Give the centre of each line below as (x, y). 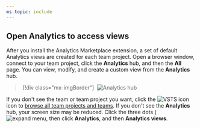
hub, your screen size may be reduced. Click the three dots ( (81, 112)
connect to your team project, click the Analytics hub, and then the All (94, 63)
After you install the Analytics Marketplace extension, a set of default (92, 50)
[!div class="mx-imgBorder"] (58, 88)
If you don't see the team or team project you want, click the (81, 99)
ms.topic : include (29, 12)
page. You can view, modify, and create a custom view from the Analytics (98, 70)
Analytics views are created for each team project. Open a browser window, (100, 57)
